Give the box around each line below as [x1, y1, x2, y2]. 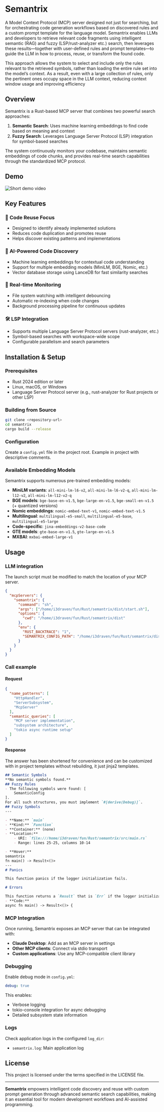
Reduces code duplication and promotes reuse [12, 231, 106, 236]
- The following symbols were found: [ [5, 786, 86, 791]
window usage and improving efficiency [5, 81, 85, 86]
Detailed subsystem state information [12, 1012, 88, 1018]
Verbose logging [12, 1002, 46, 1007]
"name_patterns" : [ [9, 691, 49, 696]
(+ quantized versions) [12, 503, 58, 509]
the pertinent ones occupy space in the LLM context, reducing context [5, 76, 147, 82]
